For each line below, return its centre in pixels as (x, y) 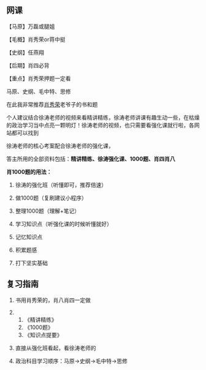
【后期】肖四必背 (28, 65)
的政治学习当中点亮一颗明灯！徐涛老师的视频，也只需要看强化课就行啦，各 (100, 125)
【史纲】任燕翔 (25, 52)
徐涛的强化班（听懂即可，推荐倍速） (61, 184)
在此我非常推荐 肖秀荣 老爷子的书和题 (52, 104)
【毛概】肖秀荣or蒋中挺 (36, 39)
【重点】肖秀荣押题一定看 (39, 78)
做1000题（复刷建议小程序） (51, 198)
